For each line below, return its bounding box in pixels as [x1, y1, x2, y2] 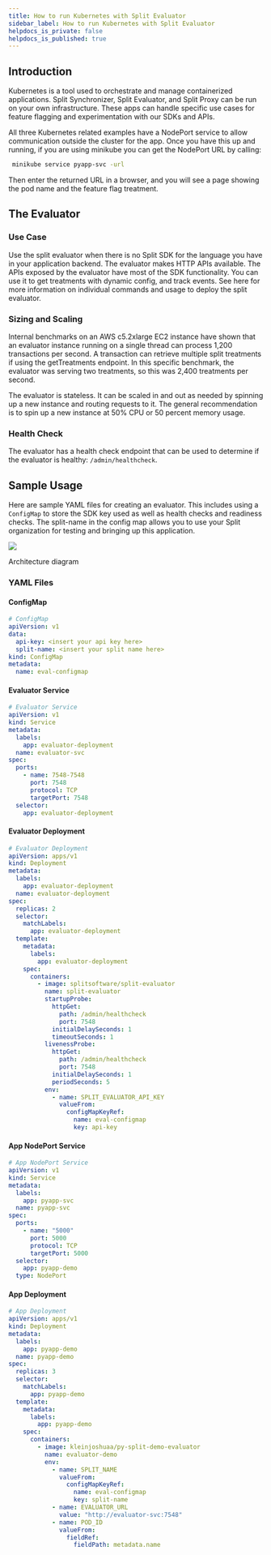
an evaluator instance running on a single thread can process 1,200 [8, 340, 233, 349]
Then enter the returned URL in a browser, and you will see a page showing [8, 175, 260, 185]
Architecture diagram [8, 557, 79, 567]
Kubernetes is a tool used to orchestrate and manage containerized [8, 86, 233, 96]
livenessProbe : [44, 1040, 95, 1048]
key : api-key [73, 1124, 117, 1132]
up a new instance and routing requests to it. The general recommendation [8, 399, 257, 409]
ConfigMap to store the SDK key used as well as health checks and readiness [8, 508, 263, 519]
